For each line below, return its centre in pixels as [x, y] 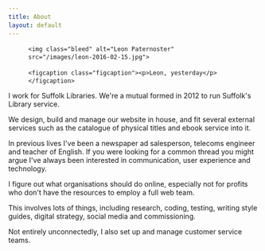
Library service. [34, 104]
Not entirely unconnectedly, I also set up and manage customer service [125, 231]
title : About [30, 17]
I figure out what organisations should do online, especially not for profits [128, 183]
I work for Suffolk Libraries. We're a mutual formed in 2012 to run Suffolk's [130, 95]
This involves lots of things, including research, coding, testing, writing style [133, 207]
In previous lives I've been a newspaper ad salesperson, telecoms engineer [132, 143]
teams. [19, 240]
